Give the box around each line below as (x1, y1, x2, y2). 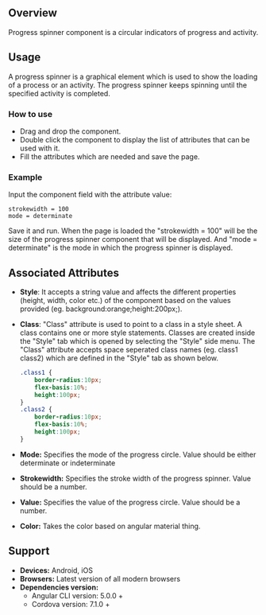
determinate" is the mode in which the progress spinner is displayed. (8, 243, 233, 253)
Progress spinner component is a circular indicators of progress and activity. (8, 27, 259, 37)
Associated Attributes (8, 266, 119, 279)
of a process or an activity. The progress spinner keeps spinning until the (8, 80, 248, 90)
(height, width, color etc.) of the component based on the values (19, 296, 232, 306)
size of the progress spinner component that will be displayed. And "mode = (8, 235, 258, 244)
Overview (8, 6, 58, 20)
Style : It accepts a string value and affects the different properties (19, 287, 237, 297)
